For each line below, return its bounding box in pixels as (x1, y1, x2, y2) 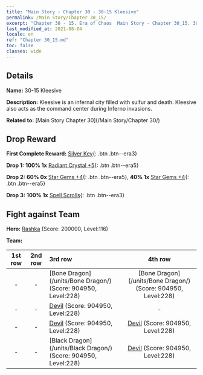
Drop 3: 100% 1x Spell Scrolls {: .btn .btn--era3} (6, 192, 125, 199)
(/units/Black (49, 344, 86, 353)
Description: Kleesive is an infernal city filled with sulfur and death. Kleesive (6, 98, 196, 106)
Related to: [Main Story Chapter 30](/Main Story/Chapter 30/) (6, 116, 160, 124)
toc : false (6, 43, 34, 49)
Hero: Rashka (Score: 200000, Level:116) (6, 225, 109, 233)
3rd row (49, 255, 72, 264)
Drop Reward (6, 134, 56, 144)
